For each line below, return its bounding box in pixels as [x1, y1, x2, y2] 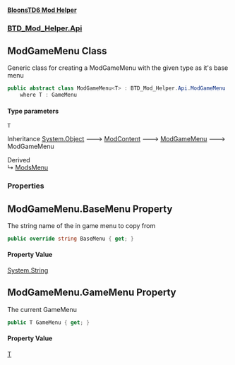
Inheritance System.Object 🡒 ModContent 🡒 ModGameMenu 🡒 [7, 135, 226, 143]
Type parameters [7, 107, 59, 115]
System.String [7, 266, 49, 275]
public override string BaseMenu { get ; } [7, 235, 134, 243]
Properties [7, 181, 44, 191]
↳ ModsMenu [7, 163, 49, 172]
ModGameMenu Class [7, 44, 107, 56]
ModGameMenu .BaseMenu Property [7, 203, 173, 215]
